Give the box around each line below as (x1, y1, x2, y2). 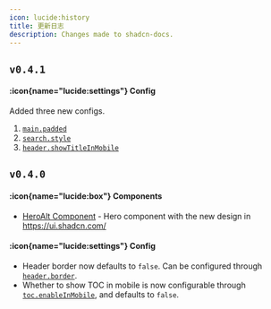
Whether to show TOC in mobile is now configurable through (21, 279, 246, 290)
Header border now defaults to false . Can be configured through (21, 261, 263, 271)
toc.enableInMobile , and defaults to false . (21, 288, 180, 300)
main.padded (21, 124, 67, 133)
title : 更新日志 (9, 21, 64, 30)
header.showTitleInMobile (21, 143, 119, 152)
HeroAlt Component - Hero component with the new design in (21, 210, 251, 221)
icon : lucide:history (9, 13, 90, 22)
